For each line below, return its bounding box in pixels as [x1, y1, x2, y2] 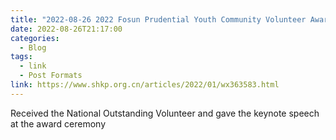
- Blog [19, 42, 47, 53]
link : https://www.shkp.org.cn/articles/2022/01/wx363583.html [10, 80, 280, 90]
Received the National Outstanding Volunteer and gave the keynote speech [10, 107, 320, 119]
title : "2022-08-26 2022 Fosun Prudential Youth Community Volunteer [10, 14, 307, 25]
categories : [10, 33, 60, 43]
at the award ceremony [10, 117, 107, 130]
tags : [10, 52, 33, 62]
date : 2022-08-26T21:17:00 [10, 24, 123, 34]
